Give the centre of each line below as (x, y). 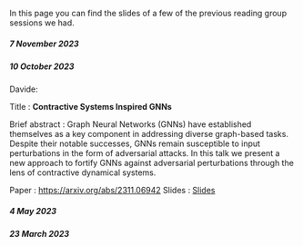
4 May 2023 (33, 211)
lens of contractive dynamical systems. (83, 172)
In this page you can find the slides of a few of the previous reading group (148, 13)
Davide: (24, 89)
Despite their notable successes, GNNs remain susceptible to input (135, 143)
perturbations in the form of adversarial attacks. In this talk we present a (145, 153)
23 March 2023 (40, 234)
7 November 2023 (44, 44)
